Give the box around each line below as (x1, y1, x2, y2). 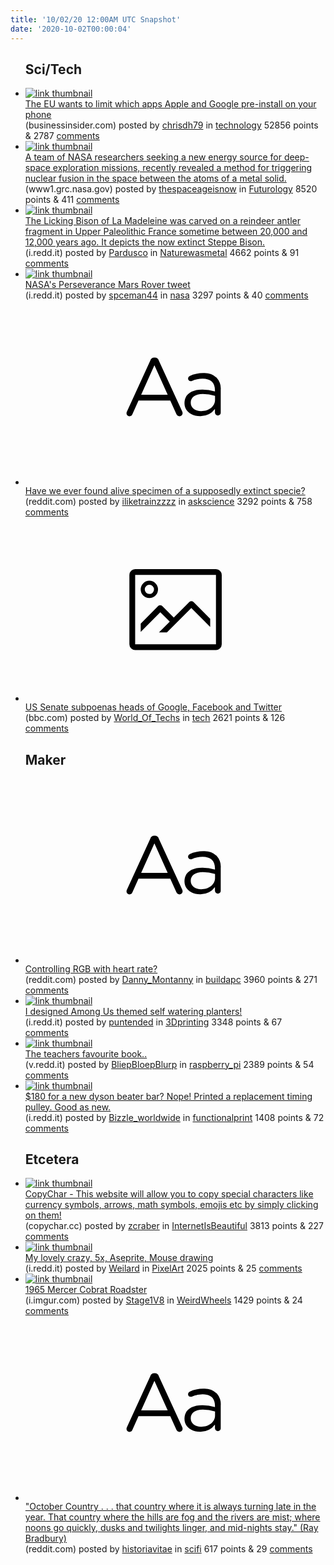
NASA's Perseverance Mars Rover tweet (24, 279, 191, 291)
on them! (24, 1209, 62, 1221)
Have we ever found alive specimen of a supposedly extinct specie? (24, 484, 306, 496)
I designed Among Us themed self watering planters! (24, 1005, 243, 1017)
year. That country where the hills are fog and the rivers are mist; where (24, 1511, 321, 1523)
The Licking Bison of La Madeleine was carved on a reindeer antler (24, 215, 302, 227)
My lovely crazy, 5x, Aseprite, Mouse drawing (24, 1252, 214, 1264)
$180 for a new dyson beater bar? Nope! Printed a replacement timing (24, 1090, 313, 1102)
